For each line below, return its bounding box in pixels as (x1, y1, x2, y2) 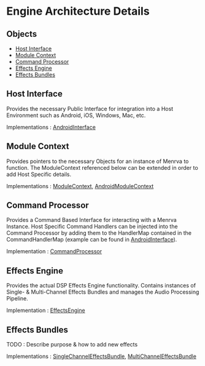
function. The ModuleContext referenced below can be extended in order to (6, 164, 198, 171)
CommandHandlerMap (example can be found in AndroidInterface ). (6, 236, 177, 243)
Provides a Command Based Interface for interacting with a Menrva (6, 216, 177, 224)
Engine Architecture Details (6, 4, 150, 18)
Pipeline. (6, 295, 29, 302)
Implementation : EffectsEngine (6, 307, 85, 314)
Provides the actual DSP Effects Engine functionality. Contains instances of (6, 282, 196, 289)
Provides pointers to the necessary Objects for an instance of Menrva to (6, 158, 189, 165)
